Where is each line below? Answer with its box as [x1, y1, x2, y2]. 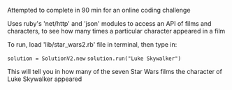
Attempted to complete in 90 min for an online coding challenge [7, 6, 191, 14]
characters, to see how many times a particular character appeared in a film [7, 27, 226, 35]
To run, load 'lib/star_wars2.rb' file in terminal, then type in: [7, 40, 177, 48]
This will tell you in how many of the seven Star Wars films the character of [7, 68, 222, 75]
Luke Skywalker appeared [7, 75, 82, 83]
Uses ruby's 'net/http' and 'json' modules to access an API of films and [7, 20, 212, 27]
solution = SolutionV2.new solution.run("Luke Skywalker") [7, 55, 182, 62]
